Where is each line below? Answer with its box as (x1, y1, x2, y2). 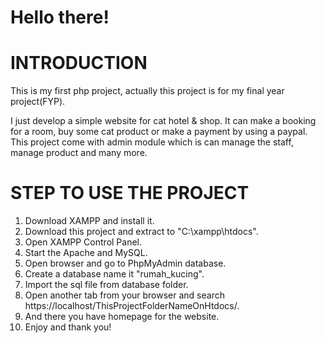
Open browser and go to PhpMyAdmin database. (24, 257, 227, 270)
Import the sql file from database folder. (24, 279, 189, 291)
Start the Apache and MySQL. (24, 247, 148, 259)
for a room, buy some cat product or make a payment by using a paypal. (10, 126, 308, 138)
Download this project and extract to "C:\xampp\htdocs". (24, 226, 259, 238)
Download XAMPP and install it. (24, 215, 155, 227)
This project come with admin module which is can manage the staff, (10, 136, 294, 148)
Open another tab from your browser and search (24, 289, 225, 301)
